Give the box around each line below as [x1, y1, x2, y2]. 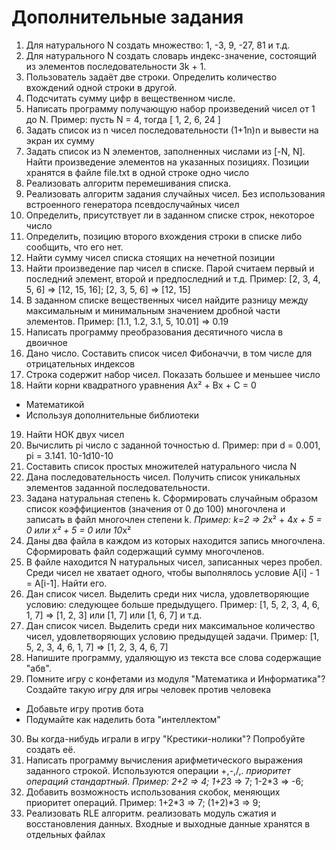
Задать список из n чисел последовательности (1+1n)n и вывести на [25, 124, 319, 136]
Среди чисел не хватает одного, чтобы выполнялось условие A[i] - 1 [25, 566, 320, 578]
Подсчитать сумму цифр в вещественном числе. [25, 92, 236, 104]
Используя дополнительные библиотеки [25, 409, 200, 421]
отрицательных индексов [25, 357, 136, 370]
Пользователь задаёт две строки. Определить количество [25, 71, 278, 83]
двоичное [25, 336, 68, 348]
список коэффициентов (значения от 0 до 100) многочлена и [25, 502, 286, 515]
